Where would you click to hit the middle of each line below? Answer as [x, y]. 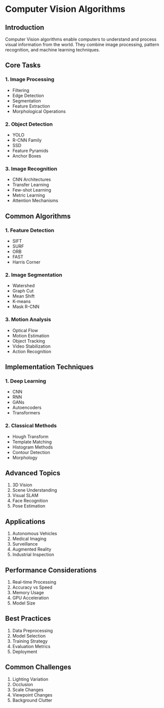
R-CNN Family [27, 140]
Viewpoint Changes [32, 695]
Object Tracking [29, 341]
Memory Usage [28, 592]
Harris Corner [26, 262]
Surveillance [25, 544]
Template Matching [32, 442]
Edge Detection [28, 96]
